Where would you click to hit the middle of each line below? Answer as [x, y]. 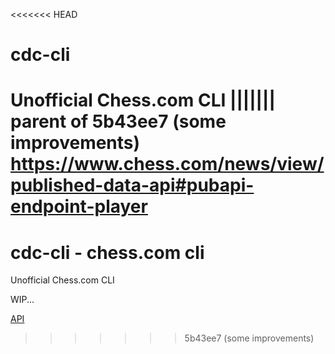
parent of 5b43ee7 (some [118, 121]
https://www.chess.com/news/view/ [167, 164]
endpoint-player [79, 206]
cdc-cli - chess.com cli [107, 252]
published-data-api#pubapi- [132, 185]
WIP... [22, 300]
